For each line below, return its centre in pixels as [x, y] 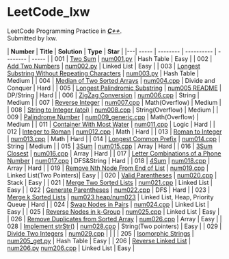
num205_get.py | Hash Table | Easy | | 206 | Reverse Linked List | [99, 241]
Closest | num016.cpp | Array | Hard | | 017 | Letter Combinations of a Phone [114, 153]
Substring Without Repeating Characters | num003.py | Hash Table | [103, 73]
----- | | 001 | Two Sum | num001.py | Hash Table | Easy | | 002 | [122, 58]
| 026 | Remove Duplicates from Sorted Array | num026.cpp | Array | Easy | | [114, 219]
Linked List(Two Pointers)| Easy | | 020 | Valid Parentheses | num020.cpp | [112, 175]
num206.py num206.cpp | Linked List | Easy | [71, 248]
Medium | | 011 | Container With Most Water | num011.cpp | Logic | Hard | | [111, 124]
